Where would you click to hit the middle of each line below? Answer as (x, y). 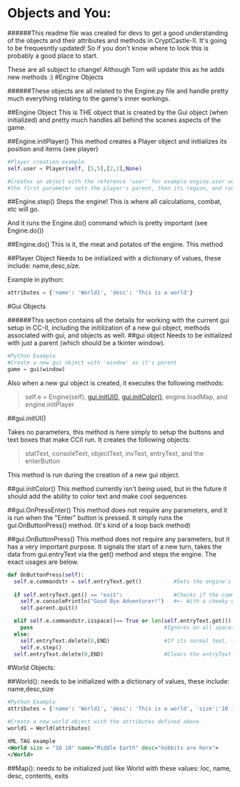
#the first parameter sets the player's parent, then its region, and (115, 188)
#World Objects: (31, 668)
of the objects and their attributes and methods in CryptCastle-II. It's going (117, 40)
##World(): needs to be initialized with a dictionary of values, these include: (119, 681)
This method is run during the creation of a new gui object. (94, 474)
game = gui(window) (36, 370)
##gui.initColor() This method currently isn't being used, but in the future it (117, 488)
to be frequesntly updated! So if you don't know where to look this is (108, 48)
